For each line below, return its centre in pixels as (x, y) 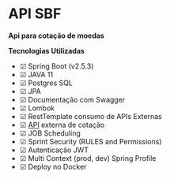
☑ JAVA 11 (36, 74)
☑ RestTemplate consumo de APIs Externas (91, 116)
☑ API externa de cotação (62, 125)
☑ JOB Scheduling (50, 133)
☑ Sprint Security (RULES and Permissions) (91, 141)
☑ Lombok (37, 108)
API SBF (35, 14)
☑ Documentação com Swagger (72, 99)
